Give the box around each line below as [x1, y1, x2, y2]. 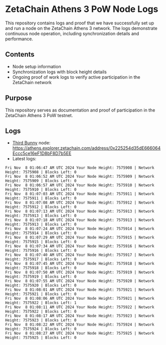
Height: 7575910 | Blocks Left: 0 [5, 187, 77, 192]
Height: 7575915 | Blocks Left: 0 [5, 239, 77, 244]
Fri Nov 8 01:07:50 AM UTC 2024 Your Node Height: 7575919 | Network [5, 270, 155, 275]
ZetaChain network [12, 79, 52, 85]
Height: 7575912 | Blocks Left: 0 [5, 205, 77, 210]
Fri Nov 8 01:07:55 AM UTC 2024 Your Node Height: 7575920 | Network [5, 279, 155, 284]
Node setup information [12, 63, 61, 69]
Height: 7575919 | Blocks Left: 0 [5, 274, 77, 279]
